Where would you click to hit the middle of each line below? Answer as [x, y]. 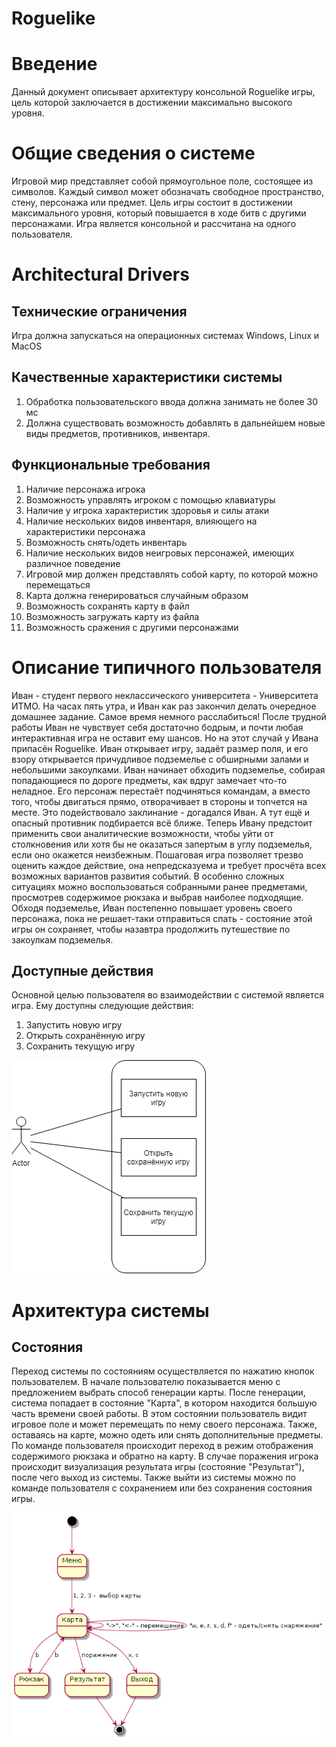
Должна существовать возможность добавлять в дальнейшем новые [175, 423]
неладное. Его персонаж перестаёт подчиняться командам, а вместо [161, 791]
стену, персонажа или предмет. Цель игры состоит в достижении [152, 203]
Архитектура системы [110, 1310]
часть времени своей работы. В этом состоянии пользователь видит [159, 1414]
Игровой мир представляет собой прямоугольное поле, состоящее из [162, 181]
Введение [54, 64]
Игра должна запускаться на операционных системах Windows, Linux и [165, 336]
